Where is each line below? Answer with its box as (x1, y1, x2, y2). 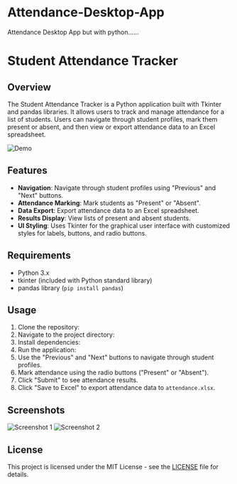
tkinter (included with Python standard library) (17, 275, 153, 285)
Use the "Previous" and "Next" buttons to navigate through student (17, 353, 214, 362)
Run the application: (17, 346, 77, 354)
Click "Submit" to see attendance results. (17, 376, 138, 384)
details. (7, 470, 29, 478)
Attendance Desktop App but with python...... (7, 28, 140, 36)
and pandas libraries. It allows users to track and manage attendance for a (7, 107, 225, 116)
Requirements (7, 250, 71, 262)
